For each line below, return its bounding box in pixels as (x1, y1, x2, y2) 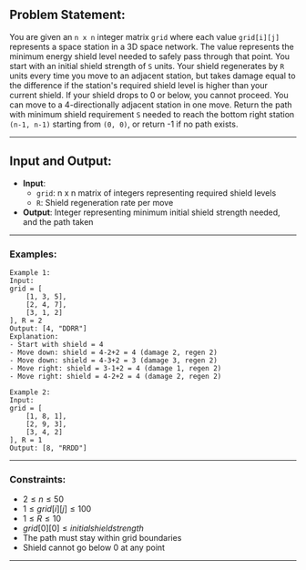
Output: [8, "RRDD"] (9, 443, 88, 453)
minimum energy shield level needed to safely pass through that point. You (9, 50, 290, 62)
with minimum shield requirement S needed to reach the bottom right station (9, 108, 295, 119)
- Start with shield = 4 (9, 340, 104, 349)
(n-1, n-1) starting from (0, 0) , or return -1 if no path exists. (9, 118, 239, 129)
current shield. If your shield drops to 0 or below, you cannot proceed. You (9, 89, 289, 100)
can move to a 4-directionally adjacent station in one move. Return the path (9, 99, 293, 110)
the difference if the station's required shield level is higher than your (9, 79, 269, 90)
